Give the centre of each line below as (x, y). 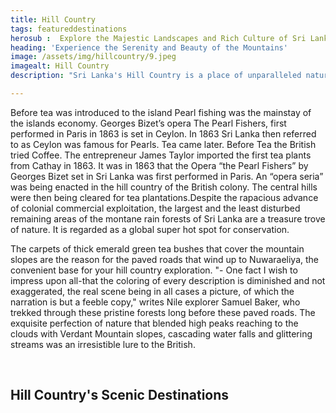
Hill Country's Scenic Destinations (120, 395)
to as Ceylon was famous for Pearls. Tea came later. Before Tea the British (163, 144)
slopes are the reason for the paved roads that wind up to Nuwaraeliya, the (164, 259)
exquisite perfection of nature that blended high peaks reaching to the (154, 323)
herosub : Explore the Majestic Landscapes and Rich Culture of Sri (158, 38)
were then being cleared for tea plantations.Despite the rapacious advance (164, 197)
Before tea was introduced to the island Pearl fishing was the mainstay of (161, 112)
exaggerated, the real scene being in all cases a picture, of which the (152, 291)
